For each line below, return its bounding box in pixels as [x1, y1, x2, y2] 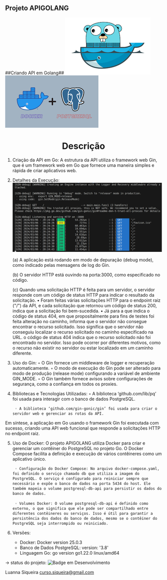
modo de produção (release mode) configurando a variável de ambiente [12, 370, 161, 376]
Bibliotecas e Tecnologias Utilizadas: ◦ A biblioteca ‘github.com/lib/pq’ [12, 390, 157, 396]
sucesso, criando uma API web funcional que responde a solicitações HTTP [5, 425, 161, 431]
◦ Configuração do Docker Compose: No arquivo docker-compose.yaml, [14, 466, 160, 471]
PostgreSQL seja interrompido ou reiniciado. [12, 521, 108, 526]
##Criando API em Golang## [5, 70, 65, 76]
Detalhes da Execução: [12, 177, 60, 183]
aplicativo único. [12, 456, 46, 462]
